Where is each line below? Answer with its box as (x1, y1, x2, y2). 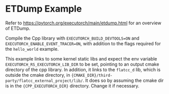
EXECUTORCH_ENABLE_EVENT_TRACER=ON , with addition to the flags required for (5, 40, 161, 46)
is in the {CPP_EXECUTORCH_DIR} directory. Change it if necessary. (5, 82, 139, 89)
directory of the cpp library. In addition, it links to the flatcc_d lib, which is (5, 67, 161, 73)
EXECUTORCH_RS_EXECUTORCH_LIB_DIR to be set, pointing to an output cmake (5, 61, 159, 67)
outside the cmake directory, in (5, 72, 70, 78)
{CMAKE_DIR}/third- (71, 73, 113, 78)
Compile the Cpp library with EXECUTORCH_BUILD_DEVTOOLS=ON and (5, 35, 140, 41)
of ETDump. (5, 25, 31, 31)
